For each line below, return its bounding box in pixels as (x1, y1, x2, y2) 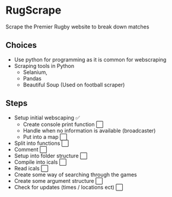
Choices (5, 40, 37, 50)
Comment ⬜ (14, 146, 47, 153)
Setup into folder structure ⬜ (14, 152, 88, 159)
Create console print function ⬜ (23, 121, 104, 128)
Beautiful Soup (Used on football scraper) (23, 81, 125, 88)
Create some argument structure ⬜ (14, 177, 103, 184)
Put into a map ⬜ (23, 133, 68, 140)
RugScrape (5, 4, 62, 17)
